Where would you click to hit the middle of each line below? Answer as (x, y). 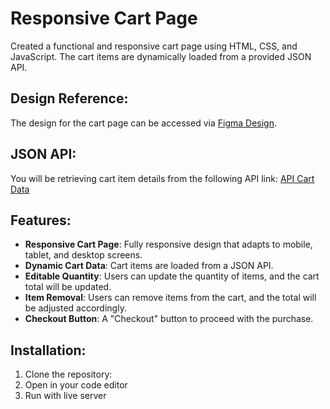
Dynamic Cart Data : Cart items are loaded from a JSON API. (149, 266)
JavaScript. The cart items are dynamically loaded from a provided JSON (161, 56)
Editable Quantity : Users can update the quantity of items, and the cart (172, 276)
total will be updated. (68, 287)
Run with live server (65, 396)
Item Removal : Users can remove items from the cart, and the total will (170, 298)
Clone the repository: (68, 374)
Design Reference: (69, 98)
